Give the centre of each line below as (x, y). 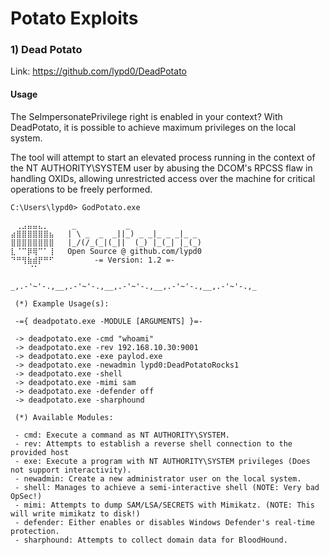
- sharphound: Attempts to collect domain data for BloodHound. (151, 540)
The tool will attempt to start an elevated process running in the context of (163, 157)
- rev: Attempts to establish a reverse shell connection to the (153, 443)
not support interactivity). (71, 470)
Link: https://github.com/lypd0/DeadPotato (98, 71)
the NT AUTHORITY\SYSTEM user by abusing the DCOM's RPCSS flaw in (161, 168)
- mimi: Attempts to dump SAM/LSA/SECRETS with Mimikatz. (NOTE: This (164, 505)
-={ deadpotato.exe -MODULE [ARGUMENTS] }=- (108, 321)
